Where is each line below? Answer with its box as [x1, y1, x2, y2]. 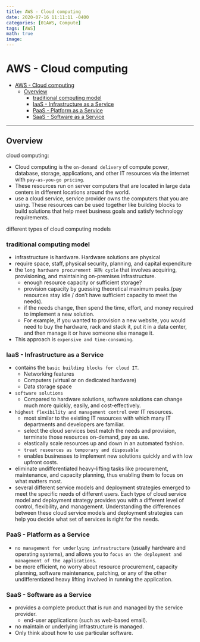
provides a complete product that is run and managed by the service [14, 604, 183, 611]
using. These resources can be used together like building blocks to [14, 201, 182, 208]
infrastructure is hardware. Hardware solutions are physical [14, 254, 161, 261]
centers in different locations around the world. [14, 188, 130, 196]
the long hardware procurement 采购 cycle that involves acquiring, [14, 266, 177, 273]
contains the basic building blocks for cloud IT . [14, 364, 139, 372]
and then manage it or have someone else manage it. [23, 329, 154, 336]
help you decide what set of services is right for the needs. [14, 515, 160, 523]
